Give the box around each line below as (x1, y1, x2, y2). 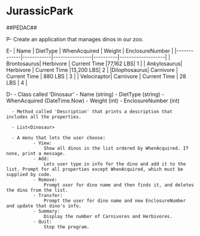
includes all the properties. (6, 114, 82, 120)
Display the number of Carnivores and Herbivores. (44, 213, 172, 219)
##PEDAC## (6, 24, 37, 31)
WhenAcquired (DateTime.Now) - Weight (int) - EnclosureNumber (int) (6, 97, 180, 104)
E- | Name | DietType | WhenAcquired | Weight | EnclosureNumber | (6, 47, 174, 55)
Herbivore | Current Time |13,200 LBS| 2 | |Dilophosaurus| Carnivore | (6, 66, 178, 73)
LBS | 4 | (6, 79, 28, 86)
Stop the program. (44, 223, 90, 230)
